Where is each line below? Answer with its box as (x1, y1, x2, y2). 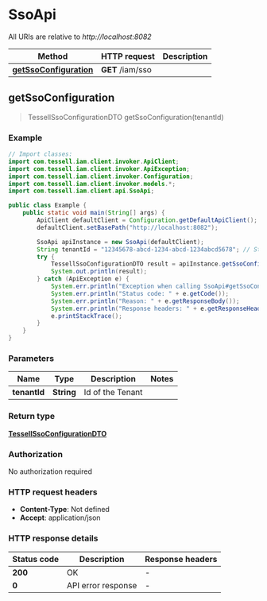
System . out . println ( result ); (50, 268, 148, 276)
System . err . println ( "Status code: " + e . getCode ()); (50, 289, 229, 297)
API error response (66, 580, 137, 591)
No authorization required (8, 467, 93, 476)
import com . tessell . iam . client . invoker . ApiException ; (8, 165, 191, 173)
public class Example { (8, 201, 87, 210)
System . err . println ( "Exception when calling (50, 282, 201, 291)
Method (37, 50, 68, 61)
